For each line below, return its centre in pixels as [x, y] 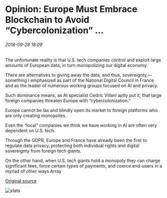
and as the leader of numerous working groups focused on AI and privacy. [82, 85]
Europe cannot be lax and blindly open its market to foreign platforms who [81, 110]
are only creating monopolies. [36, 115]
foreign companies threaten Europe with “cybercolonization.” [68, 100]
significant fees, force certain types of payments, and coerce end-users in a [84, 166]
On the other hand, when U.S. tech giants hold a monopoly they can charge [83, 160]
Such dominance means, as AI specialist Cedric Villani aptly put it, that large [83, 95]
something [16, 80]
